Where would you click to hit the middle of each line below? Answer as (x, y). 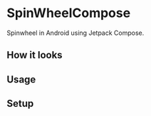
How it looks (35, 55)
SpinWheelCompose (69, 13)
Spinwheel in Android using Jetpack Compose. (75, 33)
